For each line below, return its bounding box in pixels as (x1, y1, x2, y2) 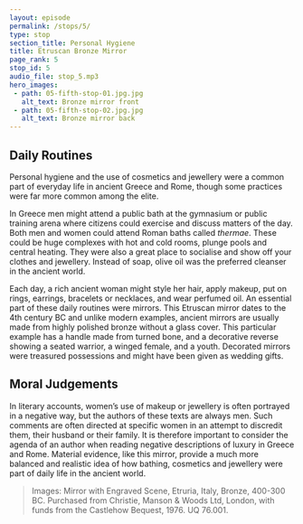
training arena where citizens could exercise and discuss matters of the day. (9, 218, 294, 229)
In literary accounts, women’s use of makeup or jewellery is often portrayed (9, 400, 290, 411)
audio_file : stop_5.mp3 (9, 72, 99, 81)
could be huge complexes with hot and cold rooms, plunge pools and (9, 237, 267, 248)
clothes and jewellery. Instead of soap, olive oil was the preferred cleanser (9, 256, 287, 267)
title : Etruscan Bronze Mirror (9, 47, 128, 56)
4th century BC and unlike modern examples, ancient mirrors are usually (9, 312, 279, 323)
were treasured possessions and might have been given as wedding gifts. (9, 350, 284, 361)
